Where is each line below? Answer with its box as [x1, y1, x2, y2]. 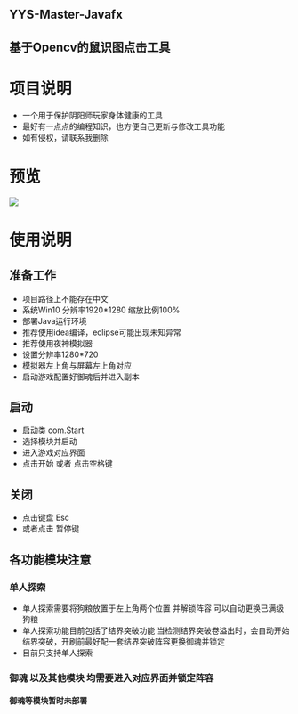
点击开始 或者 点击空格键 [21, 458, 113, 469]
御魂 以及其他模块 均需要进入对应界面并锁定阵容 [9, 671, 214, 684]
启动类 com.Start [21, 425, 85, 435]
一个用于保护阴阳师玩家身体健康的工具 [21, 110, 163, 120]
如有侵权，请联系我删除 [21, 132, 109, 142]
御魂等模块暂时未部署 [9, 695, 87, 706]
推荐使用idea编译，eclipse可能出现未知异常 [21, 327, 181, 337]
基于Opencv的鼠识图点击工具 [9, 39, 171, 54]
